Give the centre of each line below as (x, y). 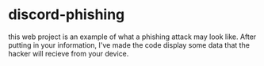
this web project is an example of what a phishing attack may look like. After (132, 37)
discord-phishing (67, 15)
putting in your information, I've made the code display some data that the (129, 45)
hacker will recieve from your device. (69, 53)
